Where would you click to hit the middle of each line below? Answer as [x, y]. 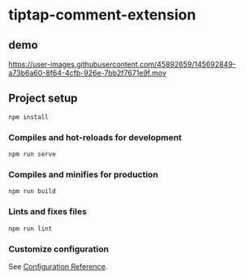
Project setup [43, 99]
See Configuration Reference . [58, 266]
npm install [28, 117]
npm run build [32, 191]
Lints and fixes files [48, 212]
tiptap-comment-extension [102, 15]
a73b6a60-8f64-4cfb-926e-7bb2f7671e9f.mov [88, 73]
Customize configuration [59, 249]
